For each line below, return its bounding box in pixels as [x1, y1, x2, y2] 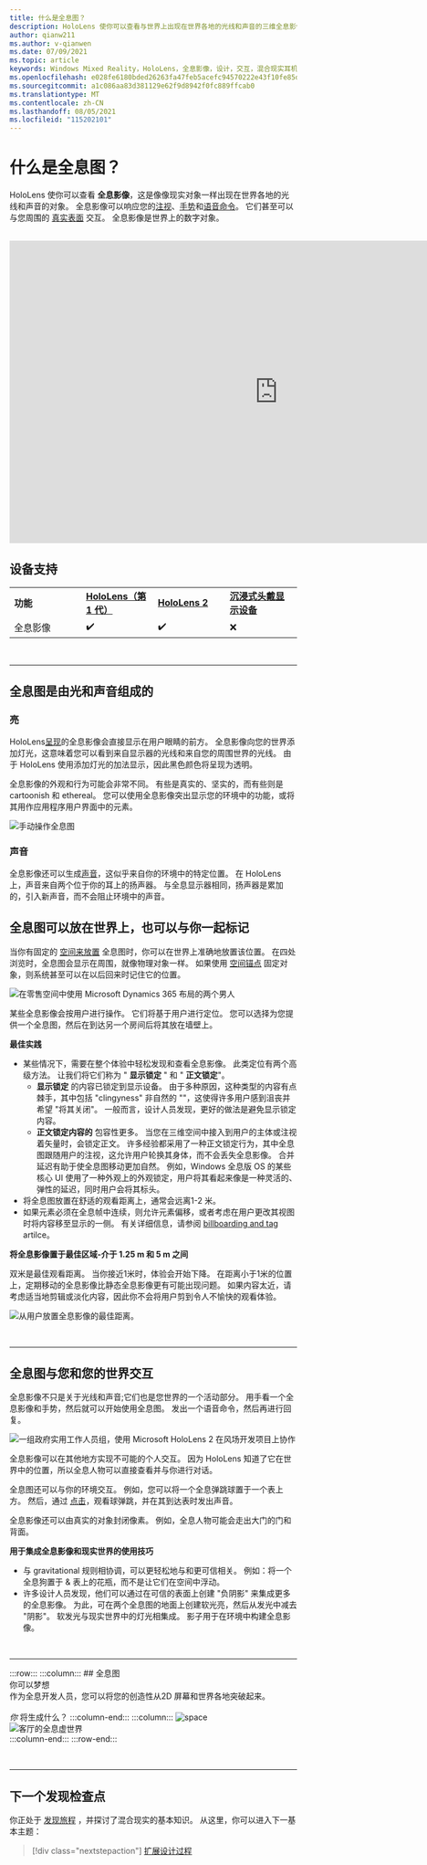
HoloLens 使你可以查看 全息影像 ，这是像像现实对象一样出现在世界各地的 [9, 189, 282, 201]
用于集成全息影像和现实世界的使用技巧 [9, 1545, 153, 1557]
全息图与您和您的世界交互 [9, 1366, 153, 1382]
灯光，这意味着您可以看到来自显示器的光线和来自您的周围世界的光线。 [16, 747, 281, 758]
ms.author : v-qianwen [9, 38, 92, 48]
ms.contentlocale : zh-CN [9, 98, 104, 108]
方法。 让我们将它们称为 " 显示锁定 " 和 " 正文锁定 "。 [30, 1069, 230, 1080]
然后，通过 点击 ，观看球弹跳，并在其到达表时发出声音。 [26, 1495, 238, 1507]
